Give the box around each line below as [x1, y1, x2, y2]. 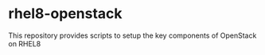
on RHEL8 [8, 38, 41, 48]
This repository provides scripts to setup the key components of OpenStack [8, 31, 257, 40]
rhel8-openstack [8, 5, 123, 23]
